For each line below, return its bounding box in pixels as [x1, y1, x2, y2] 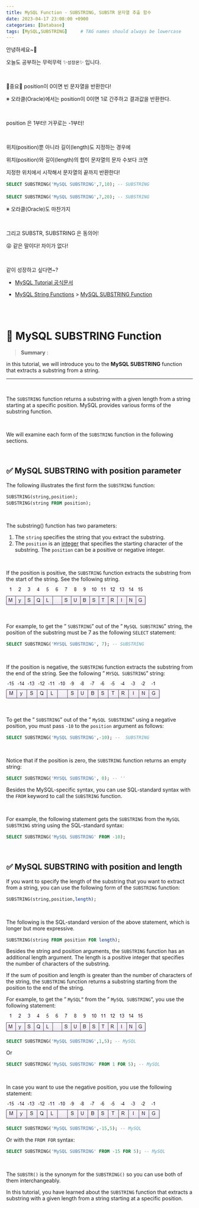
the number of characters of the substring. [6, 960, 111, 967]
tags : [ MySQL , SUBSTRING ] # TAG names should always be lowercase [6, 28, 182, 34]
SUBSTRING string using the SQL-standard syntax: [6, 822, 124, 829]
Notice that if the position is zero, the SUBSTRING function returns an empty [6, 757, 187, 764]
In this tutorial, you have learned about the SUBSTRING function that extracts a [6, 1188, 192, 1196]
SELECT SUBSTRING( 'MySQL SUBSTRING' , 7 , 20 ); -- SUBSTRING [6, 194, 150, 200]
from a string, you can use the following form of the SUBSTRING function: [6, 884, 181, 891]
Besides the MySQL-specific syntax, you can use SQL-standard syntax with [6, 786, 191, 793]
